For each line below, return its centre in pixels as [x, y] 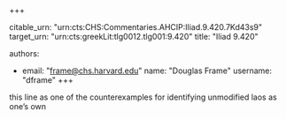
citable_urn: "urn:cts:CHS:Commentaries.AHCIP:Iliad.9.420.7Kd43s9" [136, 27]
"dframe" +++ [47, 80]
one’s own [28, 106]
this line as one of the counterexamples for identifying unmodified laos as [143, 97]
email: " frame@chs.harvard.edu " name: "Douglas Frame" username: [147, 71]
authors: [24, 53]
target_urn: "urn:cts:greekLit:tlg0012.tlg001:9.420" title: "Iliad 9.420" [134, 37]
